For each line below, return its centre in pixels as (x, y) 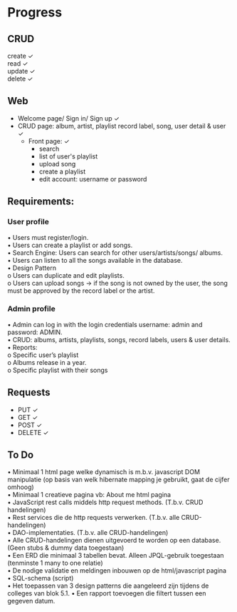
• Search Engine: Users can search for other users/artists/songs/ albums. (115, 252)
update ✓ (21, 71)
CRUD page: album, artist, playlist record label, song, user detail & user (122, 126)
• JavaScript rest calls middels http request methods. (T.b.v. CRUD (105, 502)
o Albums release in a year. (47, 362)
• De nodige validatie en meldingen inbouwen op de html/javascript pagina (117, 571)
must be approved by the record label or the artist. (81, 291)
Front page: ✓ (49, 141)
